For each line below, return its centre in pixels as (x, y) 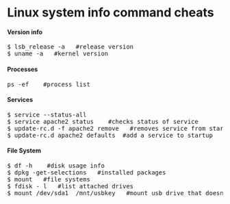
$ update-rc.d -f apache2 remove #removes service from (106, 128)
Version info (25, 31)
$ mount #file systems (49, 179)
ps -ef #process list (49, 84)
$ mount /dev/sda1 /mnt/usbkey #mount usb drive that (105, 193)
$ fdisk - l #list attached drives (71, 186)
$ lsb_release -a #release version (71, 47)
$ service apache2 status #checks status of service (103, 122)
